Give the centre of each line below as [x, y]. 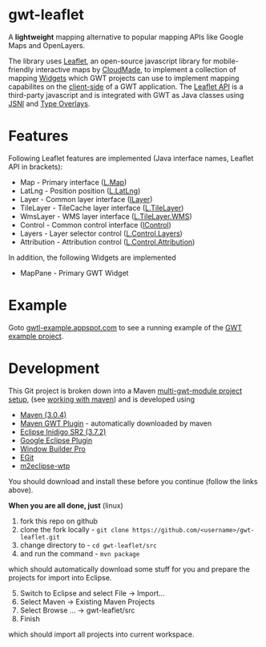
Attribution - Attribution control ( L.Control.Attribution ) [107, 241]
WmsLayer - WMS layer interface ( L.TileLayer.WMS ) [106, 216]
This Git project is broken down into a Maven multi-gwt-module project [125, 390]
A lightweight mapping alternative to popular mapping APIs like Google [126, 37]
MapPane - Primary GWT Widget [74, 273]
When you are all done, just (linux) [66, 505]
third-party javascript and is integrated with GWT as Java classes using [126, 95]
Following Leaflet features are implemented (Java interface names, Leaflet [131, 158]
